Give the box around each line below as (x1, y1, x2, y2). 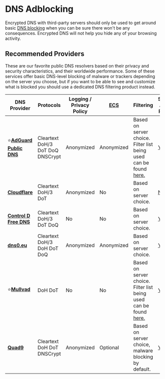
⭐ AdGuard (7, 137, 33, 144)
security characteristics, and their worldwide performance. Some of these (5, 68, 155, 74)
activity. (5, 35, 21, 41)
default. (133, 366, 151, 373)
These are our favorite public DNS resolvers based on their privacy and (5, 63, 149, 69)
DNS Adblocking (5, 3, 74, 15)
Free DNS (7, 218, 30, 225)
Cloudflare (7, 189, 33, 196)
